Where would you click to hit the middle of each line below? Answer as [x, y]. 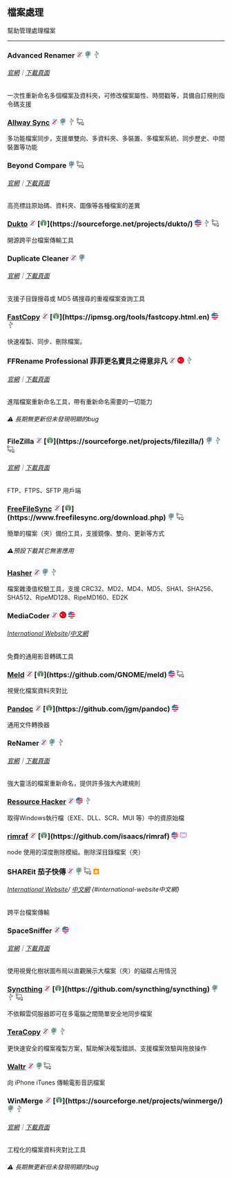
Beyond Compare [37, 166]
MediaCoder [29, 616]
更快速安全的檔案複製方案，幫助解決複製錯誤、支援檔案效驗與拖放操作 [107, 1048]
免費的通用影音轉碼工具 [40, 656]
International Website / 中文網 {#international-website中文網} [94, 890]
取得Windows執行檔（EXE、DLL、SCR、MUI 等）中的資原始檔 [96, 818]
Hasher [20, 573]
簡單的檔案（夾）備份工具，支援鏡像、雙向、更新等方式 [86, 533]
